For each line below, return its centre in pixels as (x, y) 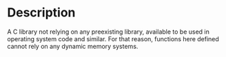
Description (41, 13)
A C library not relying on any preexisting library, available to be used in (109, 32)
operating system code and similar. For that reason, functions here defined (113, 38)
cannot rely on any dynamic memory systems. (73, 46)
